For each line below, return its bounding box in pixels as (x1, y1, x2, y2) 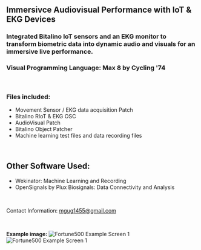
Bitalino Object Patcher (15, 125, 73, 132)
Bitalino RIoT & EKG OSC (15, 112, 76, 120)
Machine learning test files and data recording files (15, 132, 142, 139)
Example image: (6, 230, 48, 237)
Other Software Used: (6, 161, 90, 171)
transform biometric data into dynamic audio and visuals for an (6, 40, 196, 48)
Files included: (6, 92, 50, 101)
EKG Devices (6, 14, 56, 25)
